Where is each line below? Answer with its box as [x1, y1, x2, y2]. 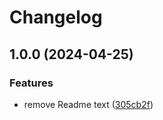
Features [9, 76, 54, 90]
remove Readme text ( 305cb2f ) [23, 98, 154, 110]
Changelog [9, 6, 103, 29]
